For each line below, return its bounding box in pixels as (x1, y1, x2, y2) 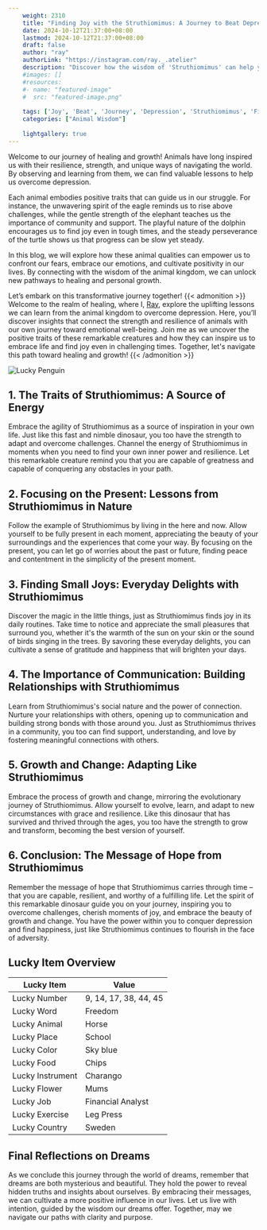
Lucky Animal (12, 1019, 63, 1030)
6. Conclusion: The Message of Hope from (8, 848, 222, 863)
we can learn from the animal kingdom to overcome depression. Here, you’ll (8, 308, 257, 317)
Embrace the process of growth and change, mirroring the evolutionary (8, 792, 242, 801)
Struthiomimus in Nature (8, 499, 133, 513)
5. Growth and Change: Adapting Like (8, 759, 197, 772)
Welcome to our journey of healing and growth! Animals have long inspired (8, 152, 253, 161)
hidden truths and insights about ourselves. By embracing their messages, (8, 1187, 252, 1197)
